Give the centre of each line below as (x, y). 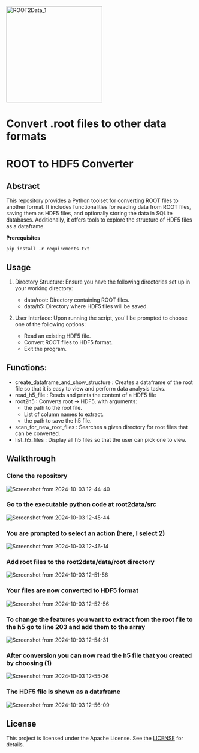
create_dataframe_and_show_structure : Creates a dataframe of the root (104, 382)
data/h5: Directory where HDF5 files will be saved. (86, 306)
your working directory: (44, 288)
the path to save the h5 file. (58, 420)
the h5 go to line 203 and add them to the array (76, 627)
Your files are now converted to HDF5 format (73, 590)
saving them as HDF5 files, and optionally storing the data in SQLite (89, 214)
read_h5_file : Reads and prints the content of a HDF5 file (85, 395)
